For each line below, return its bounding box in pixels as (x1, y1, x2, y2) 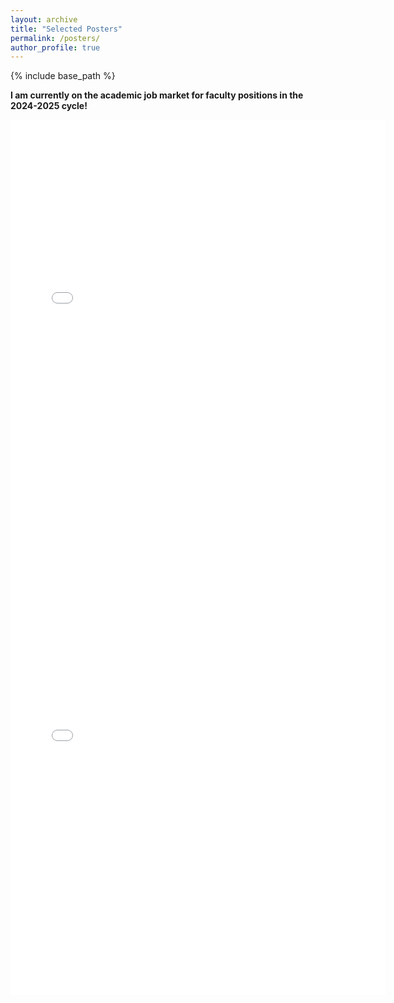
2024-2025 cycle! (10, 100, 88, 112)
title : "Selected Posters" (10, 24, 123, 34)
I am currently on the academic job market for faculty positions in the (10, 89, 304, 101)
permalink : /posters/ (10, 33, 101, 43)
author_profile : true (10, 42, 101, 53)
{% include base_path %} (10, 70, 116, 82)
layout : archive (10, 14, 78, 25)
